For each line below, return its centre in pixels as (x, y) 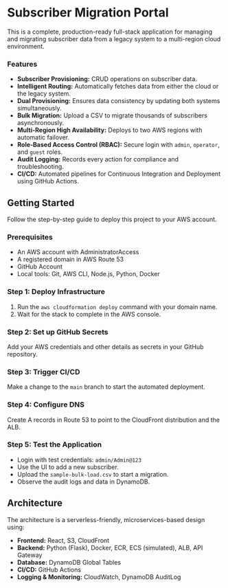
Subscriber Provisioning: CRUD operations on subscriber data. (107, 79)
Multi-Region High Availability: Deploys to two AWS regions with (110, 130)
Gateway (30, 555)
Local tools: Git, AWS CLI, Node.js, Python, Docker (88, 274)
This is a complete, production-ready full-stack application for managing (110, 32)
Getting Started (41, 203)
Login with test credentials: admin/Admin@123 (79, 460)
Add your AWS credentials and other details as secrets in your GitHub (105, 347)
